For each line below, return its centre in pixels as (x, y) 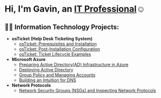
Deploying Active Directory (46, 70)
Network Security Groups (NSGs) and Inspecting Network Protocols (87, 90)
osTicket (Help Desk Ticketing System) (52, 39)
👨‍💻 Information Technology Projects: (62, 27)
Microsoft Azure (29, 59)
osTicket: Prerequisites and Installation (58, 44)
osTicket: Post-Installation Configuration (59, 49)
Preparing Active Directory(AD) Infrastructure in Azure (74, 65)
